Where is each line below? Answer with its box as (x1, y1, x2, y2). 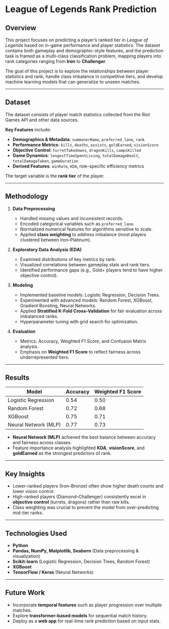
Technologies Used (5, 529, 67, 537)
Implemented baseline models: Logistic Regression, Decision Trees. (20, 292, 160, 298)
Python (12, 542, 29, 548)
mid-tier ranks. (12, 510, 44, 516)
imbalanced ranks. (20, 313, 59, 319)
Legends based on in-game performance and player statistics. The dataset (5, 42, 160, 48)
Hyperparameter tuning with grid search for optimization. (20, 318, 138, 324)
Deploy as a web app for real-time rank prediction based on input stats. (12, 618, 161, 624)
